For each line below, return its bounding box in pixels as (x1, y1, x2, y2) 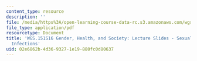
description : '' (6, 14, 46, 20)
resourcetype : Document (6, 30, 64, 36)
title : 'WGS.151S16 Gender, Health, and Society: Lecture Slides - (6, 35, 175, 41)
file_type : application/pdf (6, 24, 75, 31)
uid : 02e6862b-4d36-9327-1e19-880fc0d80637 (6, 46, 114, 52)
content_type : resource (6, 8, 64, 15)
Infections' (11, 41, 41, 47)
